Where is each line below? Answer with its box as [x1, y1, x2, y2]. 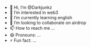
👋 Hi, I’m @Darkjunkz [9, 5, 53, 10]
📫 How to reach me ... [9, 25, 55, 31]
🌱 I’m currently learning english [9, 15, 73, 20]
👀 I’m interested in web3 [9, 10, 58, 15]
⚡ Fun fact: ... [9, 37, 36, 43]
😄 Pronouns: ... [9, 32, 41, 38]
